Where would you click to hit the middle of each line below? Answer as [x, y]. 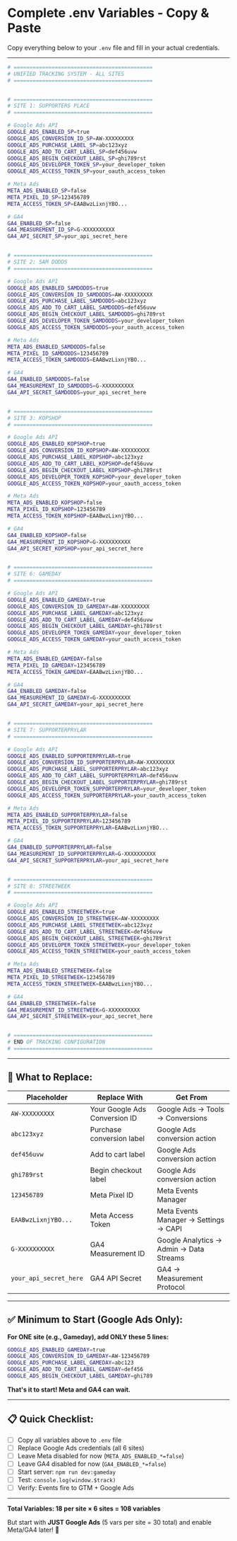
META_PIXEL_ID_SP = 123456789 [49, 197]
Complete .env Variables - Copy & [108, 13]
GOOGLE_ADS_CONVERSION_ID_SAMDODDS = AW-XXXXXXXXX [80, 294]
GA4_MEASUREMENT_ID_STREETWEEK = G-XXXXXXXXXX [74, 1010]
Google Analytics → [189, 1240]
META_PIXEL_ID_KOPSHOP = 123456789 [56, 510]
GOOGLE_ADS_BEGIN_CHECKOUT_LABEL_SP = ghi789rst [77, 158]
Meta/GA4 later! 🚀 [34, 1530]
